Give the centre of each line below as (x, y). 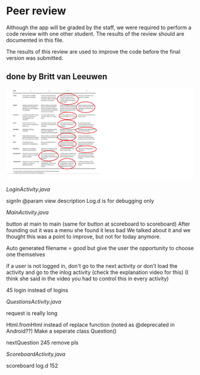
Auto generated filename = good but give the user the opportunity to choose (100, 248)
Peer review (36, 11)
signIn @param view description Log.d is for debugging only (80, 201)
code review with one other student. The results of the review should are (95, 33)
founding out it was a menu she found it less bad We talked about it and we (98, 230)
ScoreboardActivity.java (36, 354)
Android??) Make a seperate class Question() (62, 331)
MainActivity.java (27, 212)
